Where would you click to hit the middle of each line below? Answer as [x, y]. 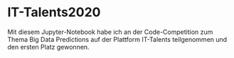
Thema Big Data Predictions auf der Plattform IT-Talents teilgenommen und [117, 39]
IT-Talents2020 [54, 12]
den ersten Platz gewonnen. [49, 47]
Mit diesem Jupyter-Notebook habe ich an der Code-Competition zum [110, 32]
